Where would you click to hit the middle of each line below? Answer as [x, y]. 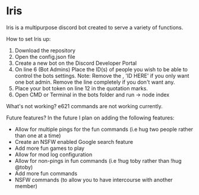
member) [26, 186]
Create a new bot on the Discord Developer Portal [76, 63]
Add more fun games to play [50, 148]
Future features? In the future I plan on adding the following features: [90, 118]
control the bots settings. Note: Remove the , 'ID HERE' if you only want [102, 76]
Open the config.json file [45, 56]
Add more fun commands [46, 173]
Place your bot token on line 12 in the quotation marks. [81, 88]
